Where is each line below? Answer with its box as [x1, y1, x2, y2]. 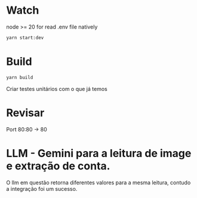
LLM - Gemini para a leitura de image [6, 146, 192, 160]
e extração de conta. [6, 159, 110, 172]
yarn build [6, 74, 33, 80]
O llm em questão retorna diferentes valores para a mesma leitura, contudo [6, 179, 191, 186]
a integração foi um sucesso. [6, 185, 78, 192]
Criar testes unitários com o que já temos [6, 85, 107, 92]
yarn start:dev [6, 34, 44, 40]
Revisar [6, 106, 45, 120]
